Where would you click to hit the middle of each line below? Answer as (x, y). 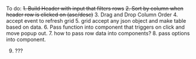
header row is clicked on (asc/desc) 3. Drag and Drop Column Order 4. (92, 15)
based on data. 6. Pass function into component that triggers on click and (95, 27)
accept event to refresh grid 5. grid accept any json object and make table (96, 21)
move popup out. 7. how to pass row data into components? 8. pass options (98, 33)
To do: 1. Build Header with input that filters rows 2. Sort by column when (95, 8)
